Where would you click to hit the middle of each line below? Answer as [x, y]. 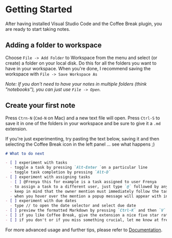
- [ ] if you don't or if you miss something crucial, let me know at [82, 220]
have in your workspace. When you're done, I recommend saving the [78, 68]
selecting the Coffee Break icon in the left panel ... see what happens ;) [80, 144]
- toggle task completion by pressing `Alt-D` [60, 172]
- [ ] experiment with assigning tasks [48, 177]
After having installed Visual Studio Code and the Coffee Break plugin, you [84, 24]
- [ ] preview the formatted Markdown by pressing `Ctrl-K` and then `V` [86, 211]
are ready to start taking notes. [38, 29]
